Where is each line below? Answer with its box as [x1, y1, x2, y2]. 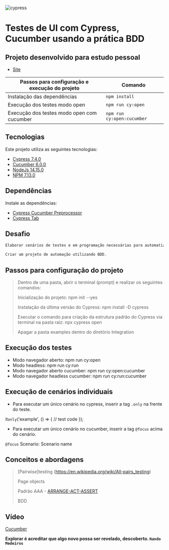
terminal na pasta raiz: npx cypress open [17, 320, 102, 325]
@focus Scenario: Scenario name [5, 441, 72, 447]
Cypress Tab [12, 215, 39, 221]
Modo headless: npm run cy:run [12, 362, 79, 368]
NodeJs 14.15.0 [12, 167, 44, 173]
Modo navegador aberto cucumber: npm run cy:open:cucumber [12, 367, 145, 373]
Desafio [5, 229, 30, 239]
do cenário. [12, 431, 37, 437]
